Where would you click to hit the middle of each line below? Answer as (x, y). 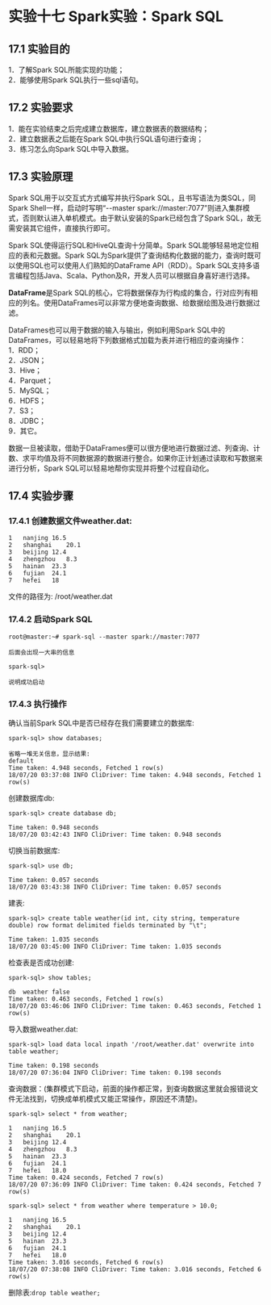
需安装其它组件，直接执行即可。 (61, 228)
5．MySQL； (30, 390)
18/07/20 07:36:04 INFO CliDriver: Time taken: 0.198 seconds (115, 1073)
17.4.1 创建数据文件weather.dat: (70, 521)
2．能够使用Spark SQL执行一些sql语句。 (76, 80)
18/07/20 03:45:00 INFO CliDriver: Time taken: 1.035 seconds (115, 946)
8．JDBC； (27, 420)
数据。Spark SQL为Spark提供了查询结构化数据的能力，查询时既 (148, 255)
